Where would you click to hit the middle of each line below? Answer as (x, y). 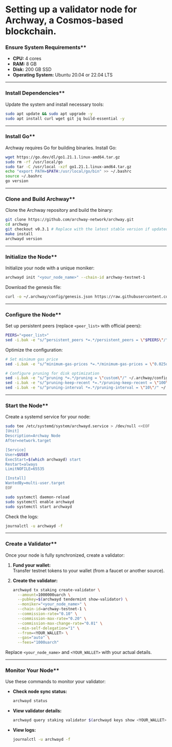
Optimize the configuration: (34, 350)
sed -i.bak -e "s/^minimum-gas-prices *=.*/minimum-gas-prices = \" (80, 364)
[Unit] (12, 431)
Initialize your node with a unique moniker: (50, 268)
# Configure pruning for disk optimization (52, 373)
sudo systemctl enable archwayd (40, 502)
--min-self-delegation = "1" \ (49, 628)
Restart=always (21, 464)
